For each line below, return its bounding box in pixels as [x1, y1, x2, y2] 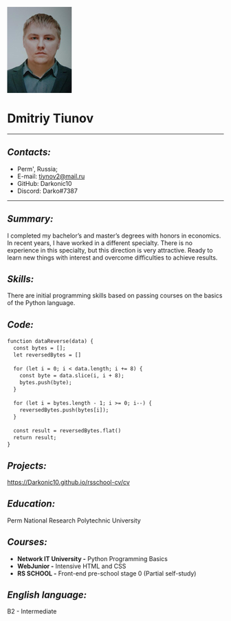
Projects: [7, 460, 47, 472]
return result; [13, 434, 57, 441]
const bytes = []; [13, 345, 67, 352]
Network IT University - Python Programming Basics [16, 554, 168, 562]
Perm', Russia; [16, 165, 58, 173]
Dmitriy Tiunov [7, 111, 94, 127]
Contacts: [7, 147, 51, 158]
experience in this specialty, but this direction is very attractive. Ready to [7, 246, 213, 254]
